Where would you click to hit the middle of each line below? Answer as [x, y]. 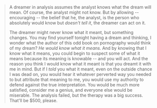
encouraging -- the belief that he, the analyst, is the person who [74, 18]
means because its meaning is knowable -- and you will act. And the [78, 58]
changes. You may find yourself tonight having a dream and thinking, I [80, 37]
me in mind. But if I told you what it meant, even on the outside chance [81, 69]
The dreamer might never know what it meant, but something [71, 32]
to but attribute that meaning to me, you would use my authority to [76, 79]
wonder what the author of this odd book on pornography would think [80, 43]
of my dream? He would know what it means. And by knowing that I [78, 48]
